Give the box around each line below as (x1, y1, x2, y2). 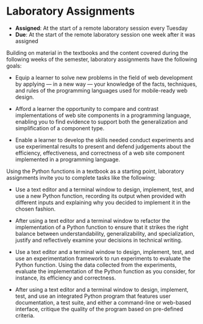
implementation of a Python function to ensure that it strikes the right (15, 224, 189, 231)
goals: (6, 62, 22, 69)
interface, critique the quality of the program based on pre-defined (15, 305, 183, 312)
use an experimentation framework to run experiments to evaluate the (15, 255, 191, 262)
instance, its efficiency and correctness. (15, 274, 116, 281)
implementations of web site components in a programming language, (15, 111, 191, 119)
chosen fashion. (15, 205, 56, 213)
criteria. (15, 312, 35, 319)
